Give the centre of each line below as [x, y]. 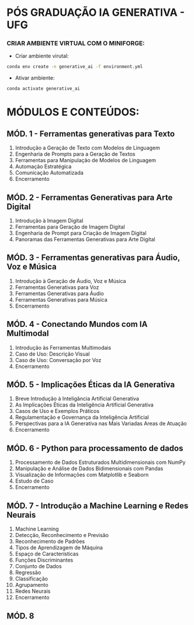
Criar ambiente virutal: [42, 56]
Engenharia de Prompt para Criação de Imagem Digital [81, 233]
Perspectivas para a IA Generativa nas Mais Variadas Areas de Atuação [101, 424]
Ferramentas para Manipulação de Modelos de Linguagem [86, 160]
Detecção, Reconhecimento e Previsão [62, 535]
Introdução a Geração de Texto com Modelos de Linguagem [87, 148]
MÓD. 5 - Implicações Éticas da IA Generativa [91, 385]
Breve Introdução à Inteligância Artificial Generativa [77, 399]
